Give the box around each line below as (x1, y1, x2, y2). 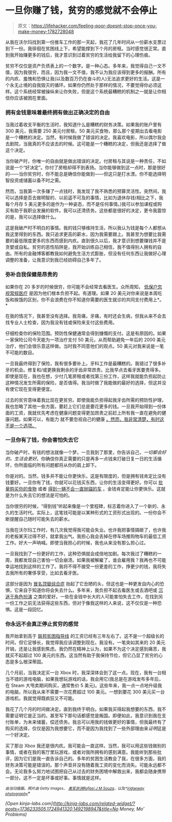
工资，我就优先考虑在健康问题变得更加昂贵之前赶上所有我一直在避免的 (14, 409, 162, 416)
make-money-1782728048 (17, 28, 74, 34)
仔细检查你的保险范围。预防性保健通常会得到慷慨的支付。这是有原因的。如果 (5, 330, 166, 336)
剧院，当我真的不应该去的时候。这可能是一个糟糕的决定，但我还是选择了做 (9, 141, 166, 147)
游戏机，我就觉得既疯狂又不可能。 (5, 695, 77, 701)
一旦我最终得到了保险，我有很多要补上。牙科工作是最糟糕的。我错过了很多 (5, 360, 162, 366)
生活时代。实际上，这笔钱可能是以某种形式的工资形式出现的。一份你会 (14, 509, 162, 516)
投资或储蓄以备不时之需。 (9, 178, 64, 184)
